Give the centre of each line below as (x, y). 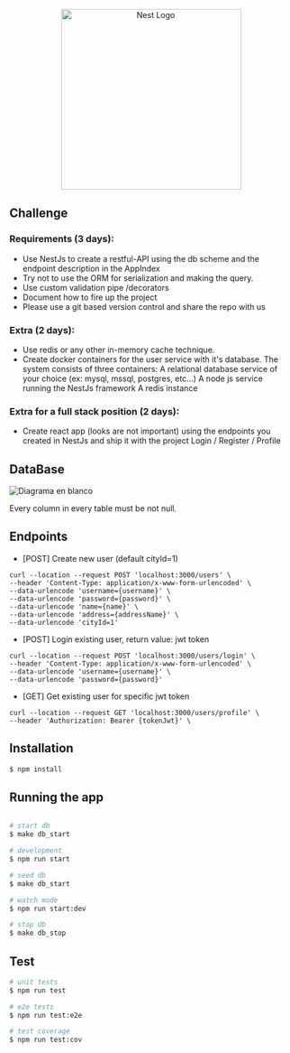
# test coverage (40, 1031)
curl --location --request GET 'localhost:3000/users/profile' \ (134, 713)
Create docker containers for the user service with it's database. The (150, 359)
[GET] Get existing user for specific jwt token (106, 696)
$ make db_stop (38, 933)
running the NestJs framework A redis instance (110, 387)
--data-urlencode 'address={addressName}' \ (94, 614)
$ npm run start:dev (48, 909)
